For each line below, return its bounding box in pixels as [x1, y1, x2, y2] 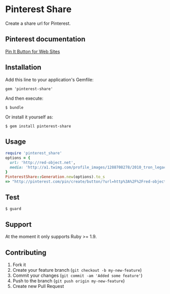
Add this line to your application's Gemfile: [5, 76, 94, 82]
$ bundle [5, 105, 24, 110]
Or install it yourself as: [5, 114, 53, 120]
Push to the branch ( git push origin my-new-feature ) [12, 277, 125, 284]
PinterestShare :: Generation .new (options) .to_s [5, 174, 105, 179]
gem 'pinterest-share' [5, 86, 53, 92]
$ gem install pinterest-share [5, 123, 71, 129]
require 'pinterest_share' [5, 151, 62, 156]
